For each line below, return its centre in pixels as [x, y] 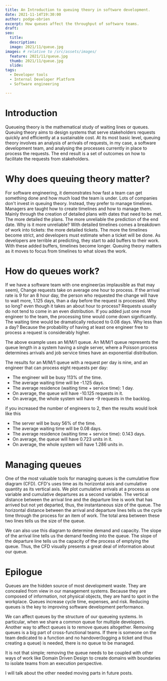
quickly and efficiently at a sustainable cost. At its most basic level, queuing [83, 137]
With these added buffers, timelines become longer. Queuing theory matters [83, 245]
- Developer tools [29, 75]
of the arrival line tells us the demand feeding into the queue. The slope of [81, 536]
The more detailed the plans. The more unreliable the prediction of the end [82, 219]
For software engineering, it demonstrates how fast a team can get [74, 193]
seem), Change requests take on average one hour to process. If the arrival [83, 290]
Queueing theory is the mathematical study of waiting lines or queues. [77, 127]
